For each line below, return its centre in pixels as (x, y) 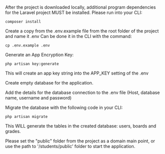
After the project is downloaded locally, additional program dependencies (81, 7)
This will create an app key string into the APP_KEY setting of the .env (77, 73)
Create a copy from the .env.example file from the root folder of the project (82, 31)
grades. (13, 131)
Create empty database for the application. (49, 83)
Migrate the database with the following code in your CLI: (64, 107)
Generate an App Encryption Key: (39, 55)
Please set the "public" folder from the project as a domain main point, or (80, 141)
